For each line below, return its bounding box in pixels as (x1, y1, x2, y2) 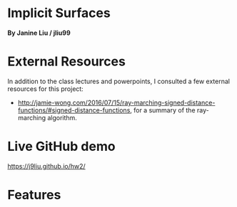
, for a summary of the (129, 105, 196, 115)
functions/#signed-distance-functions (17, 105, 131, 115)
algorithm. (47, 113, 77, 122)
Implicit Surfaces (7, 5, 111, 21)
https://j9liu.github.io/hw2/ (7, 161, 86, 170)
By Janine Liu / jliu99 (7, 28, 71, 37)
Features (7, 187, 61, 203)
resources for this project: (7, 84, 84, 93)
